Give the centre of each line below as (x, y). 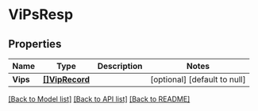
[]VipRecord (66, 79)
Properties (35, 44)
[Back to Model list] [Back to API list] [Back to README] (99, 99)
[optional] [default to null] (198, 79)
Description (120, 66)
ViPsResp (41, 15)
